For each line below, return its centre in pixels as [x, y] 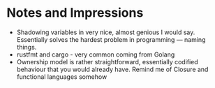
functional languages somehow [62, 76]
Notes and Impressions [75, 13]
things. [27, 47]
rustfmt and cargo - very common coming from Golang [96, 54]
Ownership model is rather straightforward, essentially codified [107, 61]
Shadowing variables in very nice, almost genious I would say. [106, 32]
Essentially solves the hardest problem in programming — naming [111, 39]
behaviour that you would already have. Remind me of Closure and [112, 69]
